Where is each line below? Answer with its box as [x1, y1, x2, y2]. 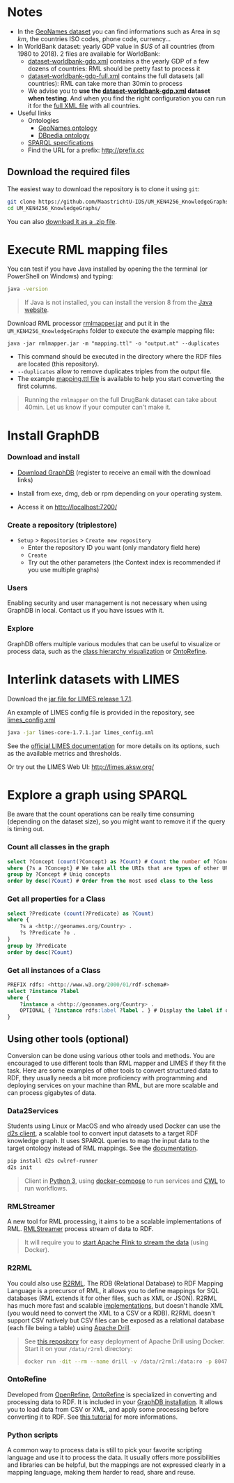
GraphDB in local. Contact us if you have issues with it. [7, 606, 164, 615]
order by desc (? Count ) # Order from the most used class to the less [7, 877, 214, 885]
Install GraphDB [7, 427, 100, 443]
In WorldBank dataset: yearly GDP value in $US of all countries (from [17, 42, 214, 50]
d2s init [7, 1164, 33, 1171]
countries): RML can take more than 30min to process [27, 79, 183, 87]
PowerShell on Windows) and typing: [7, 272, 114, 281]
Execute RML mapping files [7, 241, 169, 258]
